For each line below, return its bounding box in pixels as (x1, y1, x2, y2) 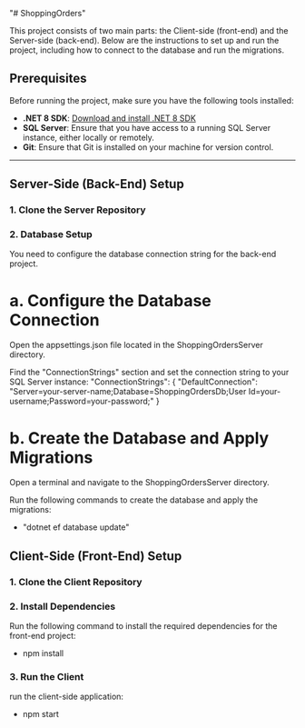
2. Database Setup (9, 228, 93, 241)
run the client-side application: (9, 691, 124, 703)
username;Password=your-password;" (9, 395, 154, 407)
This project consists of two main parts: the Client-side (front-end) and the (9, 25, 289, 35)
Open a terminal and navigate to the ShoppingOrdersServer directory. (9, 477, 270, 488)
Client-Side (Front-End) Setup (9, 548, 182, 563)
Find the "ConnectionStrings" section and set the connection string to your (9, 367, 290, 378)
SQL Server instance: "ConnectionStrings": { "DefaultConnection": (9, 376, 259, 387)
